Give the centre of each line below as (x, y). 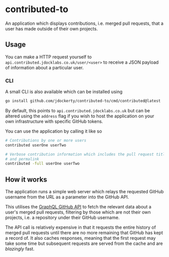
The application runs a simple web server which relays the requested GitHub (84, 192)
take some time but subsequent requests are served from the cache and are (84, 243)
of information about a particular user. (45, 67)
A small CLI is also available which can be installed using (64, 92)
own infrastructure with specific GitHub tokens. (54, 121)
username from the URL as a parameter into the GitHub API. (67, 197)
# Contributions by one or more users (46, 140)
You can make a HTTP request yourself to (49, 57)
